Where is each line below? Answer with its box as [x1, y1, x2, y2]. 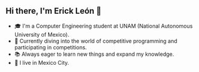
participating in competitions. [14, 43, 87, 51]
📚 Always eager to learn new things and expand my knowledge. [14, 50, 174, 58]
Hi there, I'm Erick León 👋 [5, 6, 102, 16]
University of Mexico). [14, 31, 70, 38]
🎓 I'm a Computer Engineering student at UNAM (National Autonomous [14, 22, 193, 29]
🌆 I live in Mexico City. [14, 59, 70, 66]
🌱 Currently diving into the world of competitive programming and [14, 37, 178, 44]
